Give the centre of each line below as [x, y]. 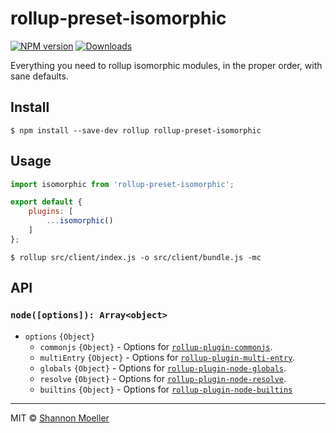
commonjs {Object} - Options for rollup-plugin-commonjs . [156, 346]
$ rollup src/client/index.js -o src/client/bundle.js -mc [136, 257]
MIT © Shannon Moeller [60, 418]
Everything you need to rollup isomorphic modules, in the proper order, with [166, 65]
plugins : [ [51, 212]
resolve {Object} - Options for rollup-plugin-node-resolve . [163, 378]
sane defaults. [39, 76]
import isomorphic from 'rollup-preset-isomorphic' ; [122, 184]
